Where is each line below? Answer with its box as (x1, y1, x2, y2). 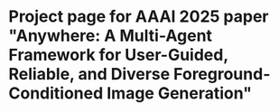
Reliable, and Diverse (8, 64, 171, 85)
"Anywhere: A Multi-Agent (8, 25, 213, 46)
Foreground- (173, 64, 271, 85)
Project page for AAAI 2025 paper (8, 6, 269, 27)
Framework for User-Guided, (8, 45, 228, 65)
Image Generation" (106, 83, 253, 104)
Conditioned (8, 83, 104, 104)
